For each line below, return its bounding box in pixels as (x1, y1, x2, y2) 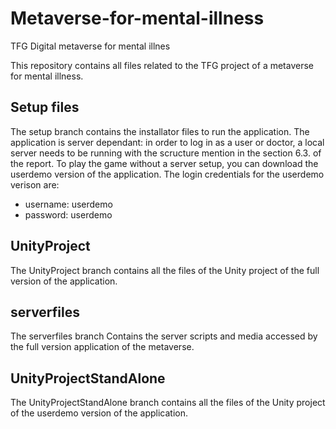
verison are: (10, 178, 60, 191)
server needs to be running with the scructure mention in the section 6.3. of (10, 147, 322, 159)
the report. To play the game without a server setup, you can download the (10, 157, 319, 169)
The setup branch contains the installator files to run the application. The (10, 125, 310, 137)
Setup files (10, 99, 80, 116)
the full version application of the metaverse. (10, 341, 195, 353)
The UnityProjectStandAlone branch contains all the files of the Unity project (10, 397, 326, 409)
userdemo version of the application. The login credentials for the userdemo (10, 168, 325, 180)
